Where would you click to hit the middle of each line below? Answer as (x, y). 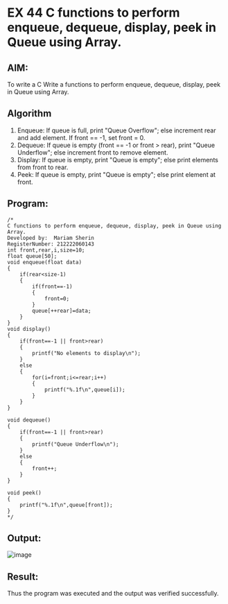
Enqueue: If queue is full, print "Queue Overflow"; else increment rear (116, 130)
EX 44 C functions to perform (94, 13)
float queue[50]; (32, 256)
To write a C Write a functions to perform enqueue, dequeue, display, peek (114, 84)
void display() (29, 329)
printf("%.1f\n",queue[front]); (66, 505)
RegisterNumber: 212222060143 (51, 244)
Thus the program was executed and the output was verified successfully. (113, 594)
